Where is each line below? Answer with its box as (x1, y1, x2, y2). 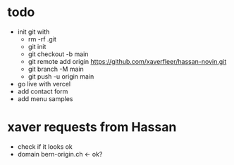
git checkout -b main (27, 50, 89, 58)
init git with (17, 27, 50, 36)
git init (27, 42, 47, 51)
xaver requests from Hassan (7, 119, 177, 136)
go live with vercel (17, 79, 71, 88)
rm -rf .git (27, 34, 56, 43)
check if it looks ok (17, 142, 73, 151)
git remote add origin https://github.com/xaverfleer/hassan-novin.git (27, 57, 227, 65)
